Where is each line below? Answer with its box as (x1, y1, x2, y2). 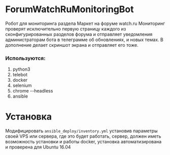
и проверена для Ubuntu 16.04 (5, 144, 71, 150)
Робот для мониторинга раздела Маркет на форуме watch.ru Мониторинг (5, 20, 165, 26)
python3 (12, 66, 30, 72)
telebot (12, 72, 28, 78)
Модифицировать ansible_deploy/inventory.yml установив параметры (5, 128, 158, 134)
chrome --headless (12, 88, 53, 94)
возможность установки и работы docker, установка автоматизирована (5, 139, 162, 145)
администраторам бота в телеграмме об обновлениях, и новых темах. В (5, 37, 163, 43)
